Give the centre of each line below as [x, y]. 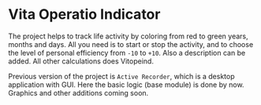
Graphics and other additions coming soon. [78, 92]
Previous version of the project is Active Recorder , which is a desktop [121, 76]
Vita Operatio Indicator [84, 14]
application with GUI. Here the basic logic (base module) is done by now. [126, 85]
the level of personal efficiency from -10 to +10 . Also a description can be [127, 52]
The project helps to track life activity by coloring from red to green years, [128, 36]
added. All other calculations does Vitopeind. [81, 61]
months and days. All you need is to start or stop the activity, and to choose [131, 44]
